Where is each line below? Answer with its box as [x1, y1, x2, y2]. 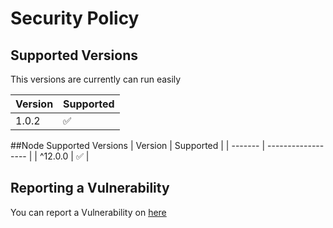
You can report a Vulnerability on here [10, 206, 167, 218]
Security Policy [10, 7, 140, 30]
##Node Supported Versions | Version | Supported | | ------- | [10, 140, 266, 151]
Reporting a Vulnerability [10, 180, 170, 197]
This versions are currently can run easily [10, 73, 182, 85]
